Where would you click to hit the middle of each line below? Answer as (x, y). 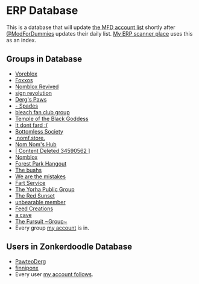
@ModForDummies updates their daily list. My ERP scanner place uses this (99, 33)
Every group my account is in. (52, 228)
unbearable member (40, 202)
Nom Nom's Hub (36, 144)
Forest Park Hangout (41, 163)
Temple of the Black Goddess (52, 118)
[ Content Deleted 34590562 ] (52, 150)
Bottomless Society (39, 131)
